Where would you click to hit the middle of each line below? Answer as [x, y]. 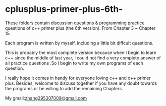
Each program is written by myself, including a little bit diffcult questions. [79, 43]
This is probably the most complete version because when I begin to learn [81, 53]
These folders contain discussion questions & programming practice [75, 23]
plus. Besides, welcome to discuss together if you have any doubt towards [81, 83]
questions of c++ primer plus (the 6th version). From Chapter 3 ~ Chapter [80, 28]
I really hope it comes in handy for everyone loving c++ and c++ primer [78, 78]
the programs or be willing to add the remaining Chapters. [64, 88]
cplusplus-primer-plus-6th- [64, 9]
